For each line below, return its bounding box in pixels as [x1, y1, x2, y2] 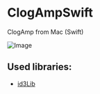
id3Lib [17, 79, 36, 88]
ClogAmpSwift [7, 5, 94, 21]
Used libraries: [7, 61, 72, 73]
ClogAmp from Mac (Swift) [7, 28, 84, 36]
